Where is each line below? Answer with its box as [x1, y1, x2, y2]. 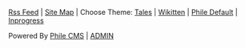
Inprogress [8, 16, 44, 25]
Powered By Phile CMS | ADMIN [8, 31, 114, 40]
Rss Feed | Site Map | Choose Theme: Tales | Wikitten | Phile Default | [8, 8, 238, 17]
